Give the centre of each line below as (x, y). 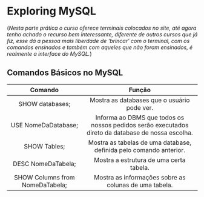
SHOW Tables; (44, 146)
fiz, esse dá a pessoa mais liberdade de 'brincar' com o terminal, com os (98, 41)
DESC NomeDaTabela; (44, 164)
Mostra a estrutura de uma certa (140, 160)
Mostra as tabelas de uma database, (140, 142)
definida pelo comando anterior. (140, 150)
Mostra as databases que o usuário (140, 100)
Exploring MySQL (51, 11)
